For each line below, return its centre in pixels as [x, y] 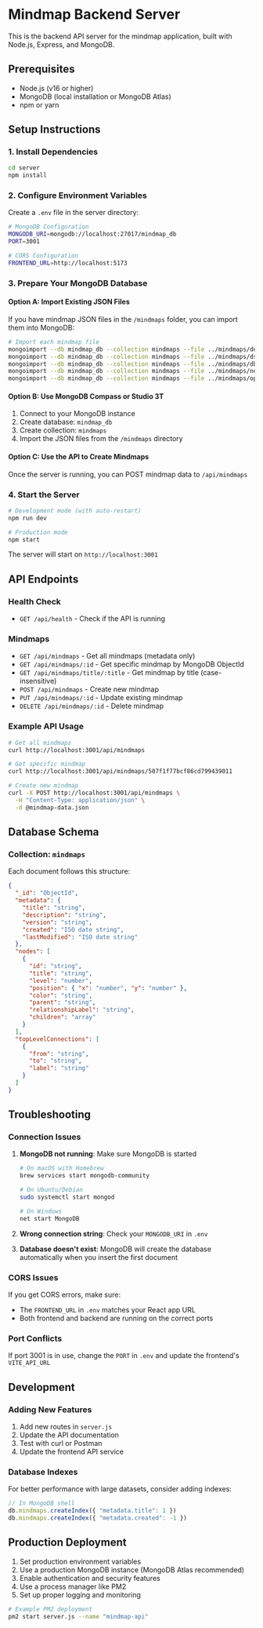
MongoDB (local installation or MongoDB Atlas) [95, 97]
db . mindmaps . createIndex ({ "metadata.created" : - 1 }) [98, 1518]
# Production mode [38, 532]
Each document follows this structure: [69, 871]
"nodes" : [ [33, 951]
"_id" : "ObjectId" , [47, 893]
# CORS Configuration [43, 256]
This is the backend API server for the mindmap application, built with [120, 36]
